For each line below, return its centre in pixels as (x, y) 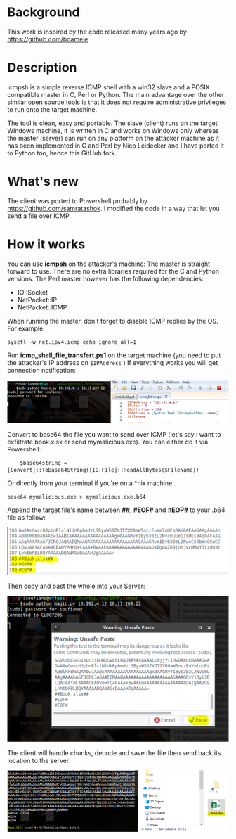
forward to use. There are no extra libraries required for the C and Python (113, 271)
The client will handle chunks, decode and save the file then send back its (114, 753)
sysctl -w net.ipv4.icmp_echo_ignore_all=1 (72, 342)
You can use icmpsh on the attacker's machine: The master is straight (109, 264)
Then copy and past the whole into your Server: (76, 586)
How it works (46, 244)
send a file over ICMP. (39, 216)
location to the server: (39, 761)
